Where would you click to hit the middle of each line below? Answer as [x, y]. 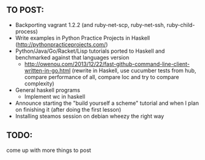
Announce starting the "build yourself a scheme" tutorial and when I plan [107, 103]
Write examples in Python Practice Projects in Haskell [82, 38]
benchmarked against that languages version [72, 57]
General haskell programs [48, 90]
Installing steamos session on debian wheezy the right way [89, 116]
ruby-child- [181, 25]
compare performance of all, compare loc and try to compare [102, 77]
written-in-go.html [47, 70]
